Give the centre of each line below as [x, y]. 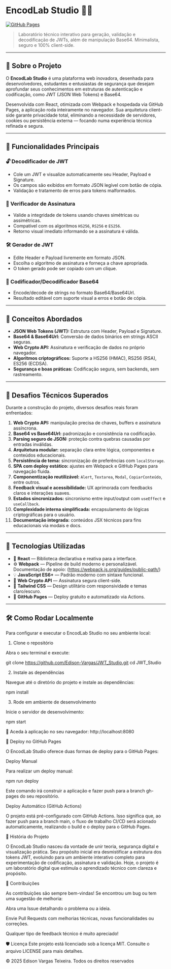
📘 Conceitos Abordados [44, 319]
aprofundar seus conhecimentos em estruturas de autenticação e [74, 89]
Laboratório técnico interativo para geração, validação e [77, 34]
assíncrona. [25, 428]
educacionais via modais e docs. [47, 525]
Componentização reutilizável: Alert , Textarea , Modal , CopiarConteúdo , [88, 477]
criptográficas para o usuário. [44, 515]
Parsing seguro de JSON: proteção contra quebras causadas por [81, 439]
